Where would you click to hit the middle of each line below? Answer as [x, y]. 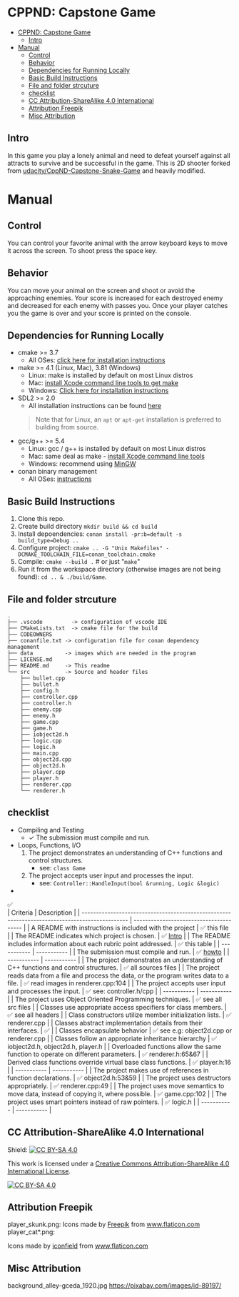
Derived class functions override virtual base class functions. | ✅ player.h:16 [119, 1062]
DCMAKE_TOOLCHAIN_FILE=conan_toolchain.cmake [86, 555]
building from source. [67, 427]
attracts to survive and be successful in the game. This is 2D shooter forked [119, 163]
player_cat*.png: [31, 1232]
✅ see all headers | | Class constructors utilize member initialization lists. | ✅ [119, 1015]
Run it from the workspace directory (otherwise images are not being [119, 570]
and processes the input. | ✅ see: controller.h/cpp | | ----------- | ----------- [119, 991]
